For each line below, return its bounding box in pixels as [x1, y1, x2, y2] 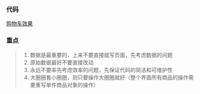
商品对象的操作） [56, 81, 99, 88]
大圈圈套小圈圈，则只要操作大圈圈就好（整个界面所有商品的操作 [30, 74, 189, 81]
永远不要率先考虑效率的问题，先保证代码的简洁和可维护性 [30, 66, 173, 73]
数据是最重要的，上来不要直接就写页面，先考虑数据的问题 [30, 51, 173, 58]
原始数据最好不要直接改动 [30, 59, 94, 66]
